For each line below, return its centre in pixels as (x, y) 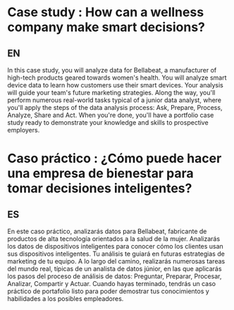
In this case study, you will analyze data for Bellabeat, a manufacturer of (112, 70)
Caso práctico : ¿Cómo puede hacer (115, 159)
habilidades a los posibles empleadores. (66, 299)
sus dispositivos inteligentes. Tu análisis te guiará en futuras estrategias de (116, 254)
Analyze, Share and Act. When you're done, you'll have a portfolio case (111, 115)
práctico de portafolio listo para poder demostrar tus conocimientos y (108, 291)
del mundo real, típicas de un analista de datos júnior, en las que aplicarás (115, 269)
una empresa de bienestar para (100, 174)
